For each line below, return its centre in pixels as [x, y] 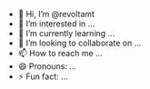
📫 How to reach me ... [60, 53]
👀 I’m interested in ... [56, 24]
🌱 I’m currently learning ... [66, 33]
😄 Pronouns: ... [47, 66]
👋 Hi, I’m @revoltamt [56, 14]
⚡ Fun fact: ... [43, 76]
